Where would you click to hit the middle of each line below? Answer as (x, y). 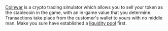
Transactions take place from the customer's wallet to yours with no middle (84, 18)
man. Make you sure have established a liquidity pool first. (66, 23)
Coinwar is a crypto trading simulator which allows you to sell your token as (84, 7)
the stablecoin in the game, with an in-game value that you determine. (78, 12)
